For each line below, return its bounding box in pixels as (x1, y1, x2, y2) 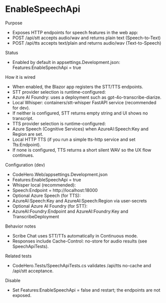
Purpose (5, 20, 23, 26)
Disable (5, 277, 21, 283)
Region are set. (12, 131, 44, 137)
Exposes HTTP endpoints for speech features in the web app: (12, 29, 139, 35)
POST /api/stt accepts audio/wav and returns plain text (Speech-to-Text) (12, 35, 161, 41)
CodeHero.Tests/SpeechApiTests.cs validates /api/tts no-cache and (12, 262, 151, 268)
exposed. (12, 292, 32, 298)
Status (5, 50, 18, 56)
